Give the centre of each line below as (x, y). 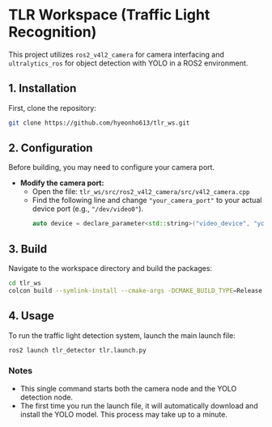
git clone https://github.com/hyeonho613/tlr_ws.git (99, 123)
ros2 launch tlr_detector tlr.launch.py (78, 350)
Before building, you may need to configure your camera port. (112, 167)
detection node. (47, 397)
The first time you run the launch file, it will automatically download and (139, 405)
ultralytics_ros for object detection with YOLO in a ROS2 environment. (128, 63)
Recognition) (53, 32)
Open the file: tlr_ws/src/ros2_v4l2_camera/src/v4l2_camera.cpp (141, 192)
